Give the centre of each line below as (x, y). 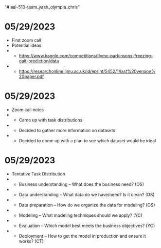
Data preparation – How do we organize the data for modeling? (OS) (87, 205)
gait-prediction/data (39, 61)
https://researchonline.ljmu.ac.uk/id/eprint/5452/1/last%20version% (87, 71)
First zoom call (26, 40)
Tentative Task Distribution (38, 174)
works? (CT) (31, 241)
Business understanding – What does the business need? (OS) (81, 184)
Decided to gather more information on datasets (67, 130)
